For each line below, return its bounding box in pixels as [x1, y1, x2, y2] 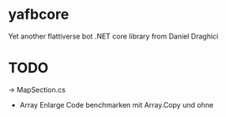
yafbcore [8, 5, 70, 24]
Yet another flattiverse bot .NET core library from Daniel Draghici [8, 31, 219, 41]
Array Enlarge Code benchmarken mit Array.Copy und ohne [19, 100, 214, 109]
